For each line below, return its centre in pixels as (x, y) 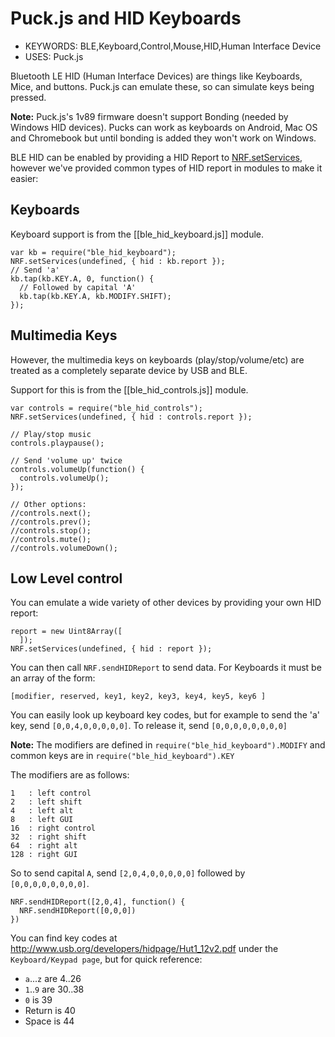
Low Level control (66, 578)
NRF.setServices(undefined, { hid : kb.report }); (118, 261)
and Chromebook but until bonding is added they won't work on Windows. (163, 138)
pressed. (28, 97)
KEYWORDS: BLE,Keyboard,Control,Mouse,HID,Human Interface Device (173, 46)
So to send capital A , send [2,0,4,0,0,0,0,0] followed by (128, 873)
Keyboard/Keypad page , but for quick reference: (106, 959)
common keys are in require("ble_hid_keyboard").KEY (122, 756)
